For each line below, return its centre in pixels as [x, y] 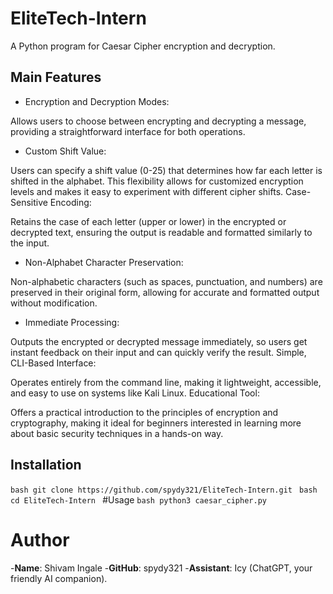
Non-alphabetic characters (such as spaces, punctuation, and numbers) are [166, 281]
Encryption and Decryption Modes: [97, 101]
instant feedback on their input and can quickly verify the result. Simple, [158, 352]
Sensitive [29, 202]
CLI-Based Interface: [53, 363]
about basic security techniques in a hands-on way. [117, 433]
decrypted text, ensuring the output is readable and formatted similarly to [161, 232]
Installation [46, 465]
